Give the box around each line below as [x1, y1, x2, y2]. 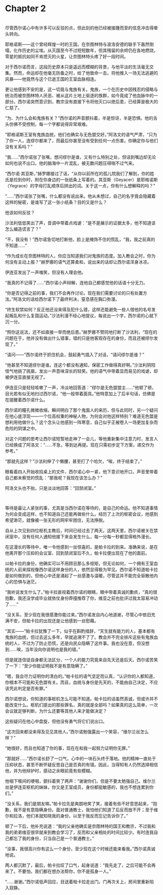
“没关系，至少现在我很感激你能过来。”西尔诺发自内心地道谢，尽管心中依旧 [5, 612, 151, 617]
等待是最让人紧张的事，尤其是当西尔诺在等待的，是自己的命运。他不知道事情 [5, 505, 158, 511]
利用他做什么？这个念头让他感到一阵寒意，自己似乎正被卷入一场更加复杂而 [9, 419, 158, 425]
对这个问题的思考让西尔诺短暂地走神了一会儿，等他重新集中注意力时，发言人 [5, 436, 158, 441]
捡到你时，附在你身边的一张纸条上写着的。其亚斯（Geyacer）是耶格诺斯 [13, 177, 158, 182]
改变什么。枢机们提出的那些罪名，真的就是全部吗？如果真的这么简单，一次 [9, 702, 158, 708]
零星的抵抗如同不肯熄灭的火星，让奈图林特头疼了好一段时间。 [5, 53, 129, 59]
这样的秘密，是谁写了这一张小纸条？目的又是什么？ [5, 199, 107, 205]
